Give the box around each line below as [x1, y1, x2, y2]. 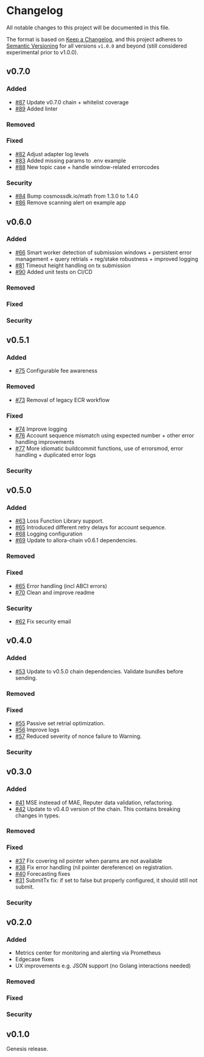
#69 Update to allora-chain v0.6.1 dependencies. [15, 537, 138, 544]
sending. [15, 674, 38, 681]
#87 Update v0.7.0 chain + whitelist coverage [15, 98, 129, 106]
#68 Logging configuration [15, 530, 83, 537]
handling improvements [15, 438, 75, 445]
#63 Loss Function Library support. [15, 517, 104, 525]
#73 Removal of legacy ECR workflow [15, 396, 110, 403]
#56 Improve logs [15, 726, 60, 733]
